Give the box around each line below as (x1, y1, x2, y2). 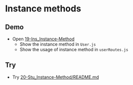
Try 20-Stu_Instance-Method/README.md (12, 74, 99, 80)
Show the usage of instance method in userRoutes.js (19, 47, 129, 52)
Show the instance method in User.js (19, 41, 96, 47)
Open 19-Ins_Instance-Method (12, 36, 75, 42)
